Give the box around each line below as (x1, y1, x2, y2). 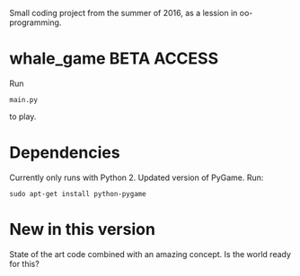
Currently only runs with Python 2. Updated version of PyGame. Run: (9, 172, 264, 183)
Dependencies (9, 142, 120, 163)
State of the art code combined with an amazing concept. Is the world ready (9, 248, 292, 259)
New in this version (9, 220, 155, 240)
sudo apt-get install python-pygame (9, 189, 146, 198)
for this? (9, 258, 40, 269)
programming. (9, 17, 62, 28)
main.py (9, 95, 39, 104)
